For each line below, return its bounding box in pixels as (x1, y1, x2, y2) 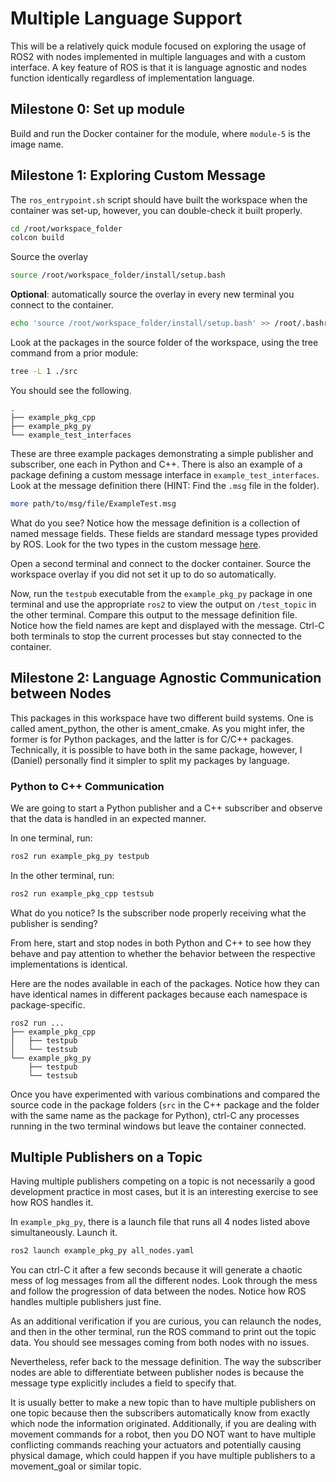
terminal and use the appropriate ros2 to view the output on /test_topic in (10, 598, 317, 610)
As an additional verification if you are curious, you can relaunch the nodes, (10, 1315, 322, 1327)
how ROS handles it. (10, 1197, 94, 1209)
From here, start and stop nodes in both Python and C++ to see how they (10, 937, 312, 949)
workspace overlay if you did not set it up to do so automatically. (10, 568, 277, 580)
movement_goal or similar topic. (10, 1460, 142, 1472)
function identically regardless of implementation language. (10, 72, 255, 84)
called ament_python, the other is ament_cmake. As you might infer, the (10, 722, 305, 734)
